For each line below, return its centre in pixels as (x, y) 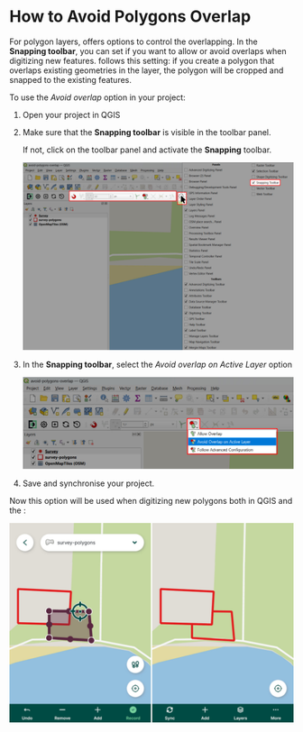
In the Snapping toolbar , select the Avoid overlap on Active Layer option (157, 364)
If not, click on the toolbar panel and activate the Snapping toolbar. (147, 150)
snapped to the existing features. (71, 79)
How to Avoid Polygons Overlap (130, 17)
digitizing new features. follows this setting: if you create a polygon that (142, 60)
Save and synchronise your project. (88, 483)
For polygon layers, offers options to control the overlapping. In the (134, 41)
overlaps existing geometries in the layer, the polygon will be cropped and (147, 70)
